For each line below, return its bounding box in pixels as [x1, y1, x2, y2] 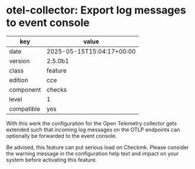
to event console [6, 16, 90, 29]
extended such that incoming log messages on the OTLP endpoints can [6, 126, 180, 133]
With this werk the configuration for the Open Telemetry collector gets [6, 120, 177, 127]
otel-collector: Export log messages [6, 4, 186, 17]
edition [9, 76, 28, 84]
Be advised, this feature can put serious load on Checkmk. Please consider [6, 144, 189, 151]
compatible [9, 104, 40, 112]
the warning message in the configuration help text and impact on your [6, 150, 179, 157]
